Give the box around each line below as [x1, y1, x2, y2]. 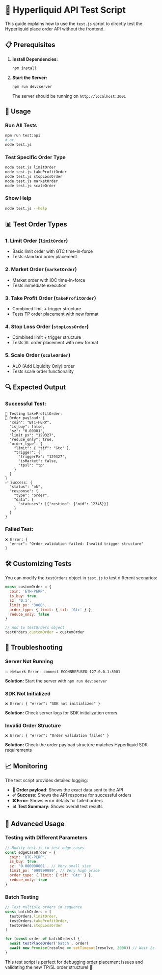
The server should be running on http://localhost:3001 [12, 93, 126, 99]
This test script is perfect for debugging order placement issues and [5, 959, 143, 965]
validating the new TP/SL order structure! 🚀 [5, 964, 93, 970]
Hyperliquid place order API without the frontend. [5, 26, 105, 31]
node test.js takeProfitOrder [5, 169, 67, 174]
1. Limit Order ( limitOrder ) [5, 237, 68, 244]
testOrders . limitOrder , [9, 914, 58, 919]
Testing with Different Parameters [5, 834, 87, 841]
